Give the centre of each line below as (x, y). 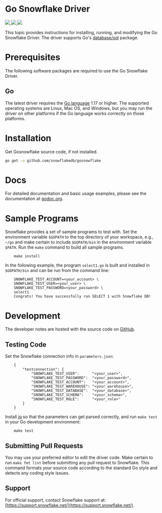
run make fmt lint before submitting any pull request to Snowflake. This (77, 462)
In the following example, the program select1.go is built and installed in (77, 265)
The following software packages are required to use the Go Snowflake (76, 71)
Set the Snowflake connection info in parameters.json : (59, 356)
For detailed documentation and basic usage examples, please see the (76, 194)
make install (27, 256)
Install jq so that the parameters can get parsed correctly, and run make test (81, 417)
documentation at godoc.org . (34, 199)
